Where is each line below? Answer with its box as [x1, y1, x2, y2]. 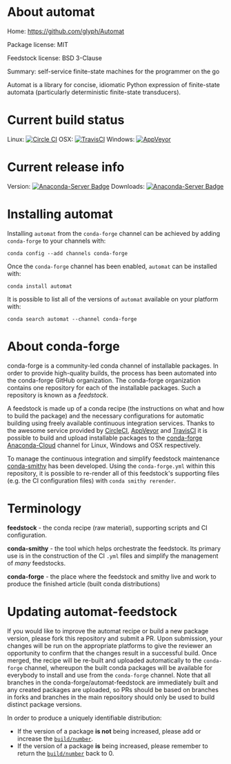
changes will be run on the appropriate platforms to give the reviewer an [7, 641, 212, 650]
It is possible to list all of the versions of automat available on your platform [7, 295, 219, 303]
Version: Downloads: [7, 182, 145, 190]
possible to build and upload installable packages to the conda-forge [7, 434, 203, 442]
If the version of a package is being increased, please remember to [17, 741, 208, 750]
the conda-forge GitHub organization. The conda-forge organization [7, 376, 201, 384]
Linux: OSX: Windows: [7, 135, 135, 143]
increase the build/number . [17, 734, 94, 743]
